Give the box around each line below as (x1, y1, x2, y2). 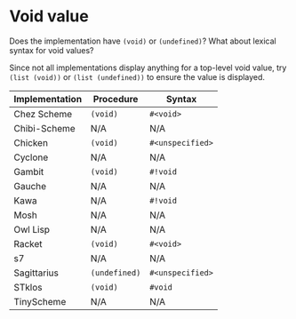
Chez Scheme (13, 108, 73, 120)
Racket (13, 237, 43, 250)
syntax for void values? (9, 44, 94, 55)
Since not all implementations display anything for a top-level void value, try (9, 62, 287, 73)
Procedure (92, 92, 139, 105)
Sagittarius (13, 267, 60, 279)
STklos (13, 281, 43, 293)
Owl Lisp (13, 223, 51, 235)
